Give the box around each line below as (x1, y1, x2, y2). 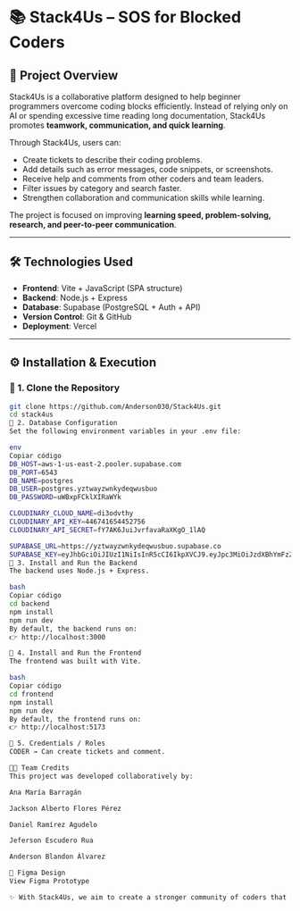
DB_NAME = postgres (9, 476, 74, 485)
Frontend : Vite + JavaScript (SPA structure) (21, 282, 183, 293)
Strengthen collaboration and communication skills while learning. (21, 193, 265, 203)
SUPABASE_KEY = (9, 550, 62, 559)
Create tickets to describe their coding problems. (21, 155, 203, 165)
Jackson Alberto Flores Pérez (9, 804, 122, 813)
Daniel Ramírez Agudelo (9, 820, 98, 829)
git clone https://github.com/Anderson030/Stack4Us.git (9, 402, 221, 411)
